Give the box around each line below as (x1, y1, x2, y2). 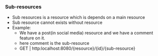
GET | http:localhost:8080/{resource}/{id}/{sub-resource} (19, 45, 136, 52)
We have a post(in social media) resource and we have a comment (19, 30, 154, 36)
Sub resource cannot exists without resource (12, 19, 102, 25)
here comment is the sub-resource (19, 40, 89, 46)
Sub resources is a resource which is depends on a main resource (12, 15, 145, 20)
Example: (12, 25, 31, 31)
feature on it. (19, 35, 45, 41)
